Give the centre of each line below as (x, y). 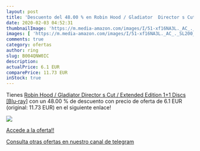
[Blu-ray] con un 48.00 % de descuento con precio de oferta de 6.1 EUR (94, 101)
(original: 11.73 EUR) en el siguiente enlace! (59, 108)
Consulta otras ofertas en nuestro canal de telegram (70, 142)
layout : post (22, 12)
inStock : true (24, 78)
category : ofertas (29, 45)
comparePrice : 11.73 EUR (37, 73)
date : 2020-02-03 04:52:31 (40, 23)
